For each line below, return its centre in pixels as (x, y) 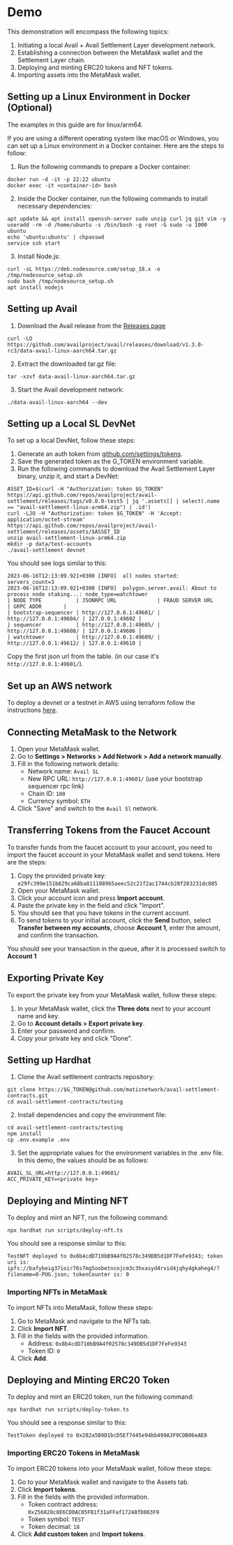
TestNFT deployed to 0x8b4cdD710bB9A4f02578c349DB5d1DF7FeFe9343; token (115, 1256)
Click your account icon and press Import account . (91, 898)
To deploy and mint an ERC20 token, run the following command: (100, 1397)
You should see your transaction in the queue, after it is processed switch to (116, 948)
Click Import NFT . (43, 1328)
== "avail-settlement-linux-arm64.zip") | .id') (79, 508)
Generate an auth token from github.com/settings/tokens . (100, 454)
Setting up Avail (42, 309)
